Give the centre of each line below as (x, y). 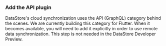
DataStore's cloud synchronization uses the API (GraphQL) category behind (83, 18)
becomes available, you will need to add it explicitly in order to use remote (81, 29)
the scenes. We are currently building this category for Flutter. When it (77, 23)
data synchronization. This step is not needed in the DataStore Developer (80, 34)
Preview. (14, 39)
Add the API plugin (28, 7)
